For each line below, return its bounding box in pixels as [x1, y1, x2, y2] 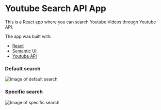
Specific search [5, 88, 43, 95]
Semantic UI [12, 48, 37, 54]
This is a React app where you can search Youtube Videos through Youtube [5, 19, 156, 25]
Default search [5, 65, 41, 72]
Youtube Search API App [5, 3, 107, 14]
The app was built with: [5, 33, 52, 39]
